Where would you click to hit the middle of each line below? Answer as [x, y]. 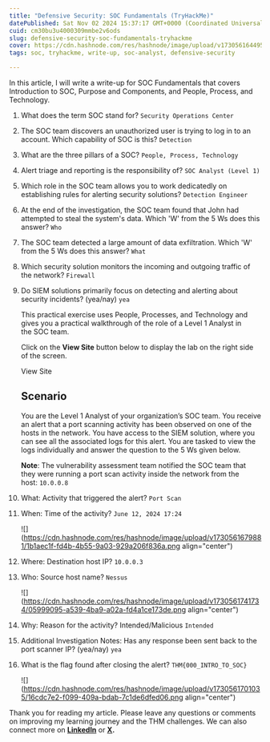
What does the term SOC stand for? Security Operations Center [127, 115]
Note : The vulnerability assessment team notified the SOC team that [133, 465]
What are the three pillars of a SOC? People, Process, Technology [129, 155]
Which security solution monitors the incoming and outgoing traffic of [135, 266]
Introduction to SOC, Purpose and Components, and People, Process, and [131, 91]
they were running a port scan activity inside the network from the [130, 474]
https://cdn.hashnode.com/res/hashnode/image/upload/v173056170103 [142, 688]
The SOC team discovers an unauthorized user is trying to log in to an [136, 131]
